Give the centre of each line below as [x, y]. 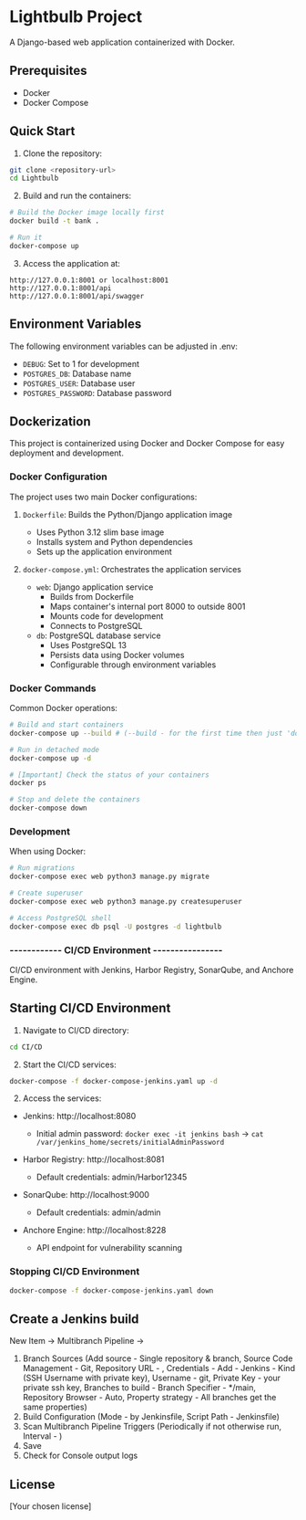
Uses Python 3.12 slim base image [100, 532]
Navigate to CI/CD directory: [76, 1030]
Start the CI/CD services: [69, 1064]
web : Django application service [95, 587]
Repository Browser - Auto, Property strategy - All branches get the [149, 1398]
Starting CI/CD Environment [90, 1008]
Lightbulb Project [76, 17]
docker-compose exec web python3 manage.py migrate [109, 877]
